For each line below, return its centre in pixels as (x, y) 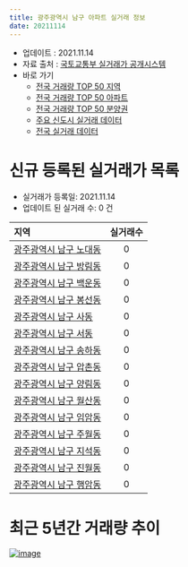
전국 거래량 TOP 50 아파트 (81, 97)
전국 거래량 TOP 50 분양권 (81, 108)
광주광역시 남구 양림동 (57, 384)
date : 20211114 (38, 26)
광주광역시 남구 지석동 (57, 451)
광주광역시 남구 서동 (54, 334)
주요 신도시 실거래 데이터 (79, 120)
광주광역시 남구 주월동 (57, 434)
